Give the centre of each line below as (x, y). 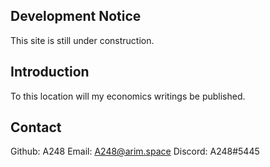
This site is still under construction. (82, 40)
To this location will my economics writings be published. (128, 96)
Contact (36, 127)
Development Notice (76, 16)
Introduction (50, 72)
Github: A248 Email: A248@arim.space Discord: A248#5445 (135, 151)
